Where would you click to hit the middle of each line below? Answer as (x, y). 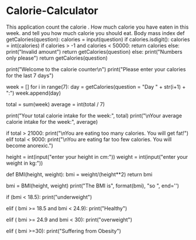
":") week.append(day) (34, 93)
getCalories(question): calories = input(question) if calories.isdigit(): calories (98, 39)
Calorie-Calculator (52, 11)
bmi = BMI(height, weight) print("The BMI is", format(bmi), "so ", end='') (93, 186)
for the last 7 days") (30, 75)
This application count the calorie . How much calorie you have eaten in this (97, 27)
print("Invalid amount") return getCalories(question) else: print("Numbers (94, 51)
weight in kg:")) (25, 163)
